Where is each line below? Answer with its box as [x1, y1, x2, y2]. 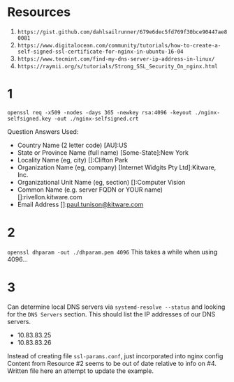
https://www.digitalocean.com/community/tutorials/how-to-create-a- [17, 42, 221, 49]
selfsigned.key [7, 115, 52, 122]
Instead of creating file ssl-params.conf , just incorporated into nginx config [7, 351, 224, 360]
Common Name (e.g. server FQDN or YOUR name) [17, 185, 163, 194]
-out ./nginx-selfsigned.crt [54, 115, 139, 122]
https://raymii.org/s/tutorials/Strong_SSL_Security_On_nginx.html [17, 63, 218, 70]
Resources [7, 4, 71, 20]
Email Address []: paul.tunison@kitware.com [17, 200, 144, 208]
